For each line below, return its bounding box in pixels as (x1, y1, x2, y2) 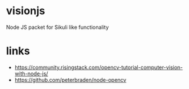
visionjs (6, 4, 45, 18)
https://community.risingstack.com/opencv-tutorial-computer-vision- (14, 64, 183, 71)
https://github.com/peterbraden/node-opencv (14, 76, 127, 83)
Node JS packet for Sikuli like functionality (6, 24, 109, 31)
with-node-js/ (14, 70, 48, 77)
